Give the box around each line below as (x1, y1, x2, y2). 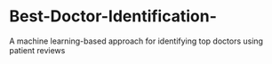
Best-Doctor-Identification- (9, 6, 218, 27)
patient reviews (9, 44, 66, 55)
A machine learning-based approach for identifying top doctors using (9, 36, 264, 46)
